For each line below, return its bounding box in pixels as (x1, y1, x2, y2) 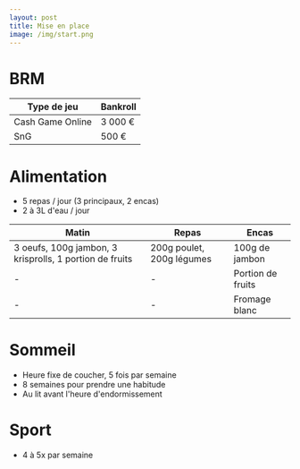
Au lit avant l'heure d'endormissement (21, 388, 162, 399)
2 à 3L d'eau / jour (21, 205, 90, 216)
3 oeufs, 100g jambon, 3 (13, 242, 118, 254)
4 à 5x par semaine (21, 449, 94, 461)
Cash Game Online (13, 115, 92, 128)
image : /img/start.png (9, 30, 94, 38)
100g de (233, 242, 271, 254)
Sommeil (9, 340, 76, 361)
